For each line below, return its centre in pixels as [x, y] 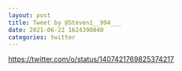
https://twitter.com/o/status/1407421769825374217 [91, 59]
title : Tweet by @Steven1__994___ [65, 23]
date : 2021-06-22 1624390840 [56, 30]
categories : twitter [42, 37]
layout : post [30, 15]
